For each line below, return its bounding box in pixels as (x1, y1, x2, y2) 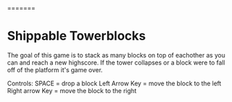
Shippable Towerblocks (7, 28, 146, 44)
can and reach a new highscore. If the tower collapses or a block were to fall (7, 58, 225, 67)
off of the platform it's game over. (7, 65, 103, 74)
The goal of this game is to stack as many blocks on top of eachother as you (7, 51, 226, 59)
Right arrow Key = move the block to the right (7, 86, 137, 94)
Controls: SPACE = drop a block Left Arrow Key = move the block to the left (7, 79, 222, 87)
